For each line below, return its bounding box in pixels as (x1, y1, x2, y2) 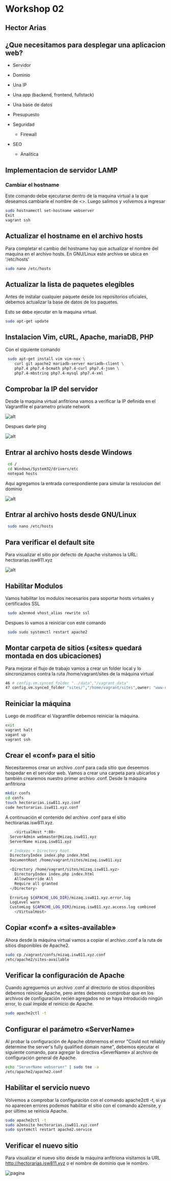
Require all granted (14, 881, 58, 886)
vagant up (5, 732, 26, 737)
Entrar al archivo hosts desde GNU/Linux (5, 511, 136, 519)
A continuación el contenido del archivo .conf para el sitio (5, 814, 126, 820)
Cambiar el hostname (5, 181, 60, 188)
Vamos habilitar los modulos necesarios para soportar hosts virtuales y (5, 595, 154, 601)
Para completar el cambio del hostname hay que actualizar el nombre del (5, 245, 159, 252)
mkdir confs (5, 791, 31, 796)
